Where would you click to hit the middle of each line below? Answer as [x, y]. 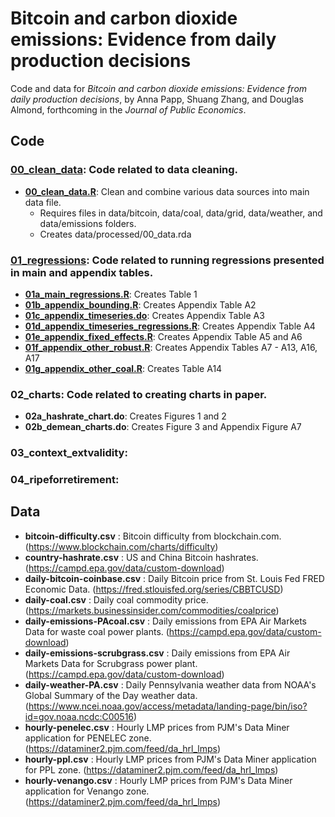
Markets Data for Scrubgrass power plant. [111, 663]
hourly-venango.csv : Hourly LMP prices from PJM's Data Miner [158, 780]
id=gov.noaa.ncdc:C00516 [79, 716]
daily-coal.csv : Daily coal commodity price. [116, 599]
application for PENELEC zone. [88, 738]
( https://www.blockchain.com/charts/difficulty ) [121, 546]
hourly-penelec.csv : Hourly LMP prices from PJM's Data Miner [157, 727]
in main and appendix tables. [82, 272]
